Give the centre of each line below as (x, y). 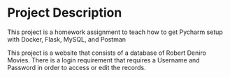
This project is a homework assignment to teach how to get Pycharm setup (115, 32)
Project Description (65, 13)
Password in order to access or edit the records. (77, 67)
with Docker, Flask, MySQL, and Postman (67, 39)
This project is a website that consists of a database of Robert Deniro (107, 53)
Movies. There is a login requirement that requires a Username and (104, 60)
